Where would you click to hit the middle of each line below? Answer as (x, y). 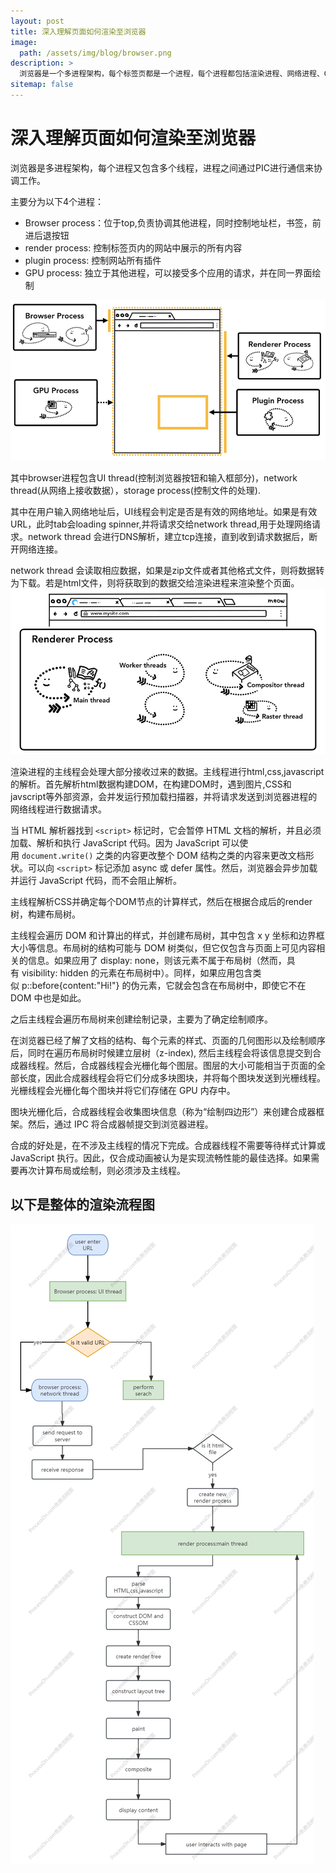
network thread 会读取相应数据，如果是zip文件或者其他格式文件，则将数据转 (167, 570)
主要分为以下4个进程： (57, 201)
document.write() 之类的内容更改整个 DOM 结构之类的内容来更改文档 (163, 855)
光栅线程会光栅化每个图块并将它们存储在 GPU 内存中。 (123, 1090)
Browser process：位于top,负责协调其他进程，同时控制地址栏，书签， (168, 222)
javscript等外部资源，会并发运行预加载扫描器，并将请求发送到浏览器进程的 (164, 796)
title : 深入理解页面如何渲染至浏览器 (78, 31)
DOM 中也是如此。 (48, 997)
